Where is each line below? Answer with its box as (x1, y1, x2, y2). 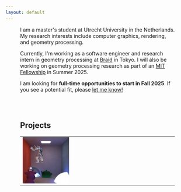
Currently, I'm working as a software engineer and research (20, 50, 163, 57)
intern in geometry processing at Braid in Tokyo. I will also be (20, 56, 167, 63)
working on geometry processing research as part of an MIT (20, 62, 165, 69)
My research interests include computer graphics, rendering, (20, 32, 166, 39)
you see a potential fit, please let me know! (20, 86, 123, 93)
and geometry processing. (20, 39, 84, 46)
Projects (20, 120, 51, 131)
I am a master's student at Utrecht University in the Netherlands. (20, 26, 175, 33)
